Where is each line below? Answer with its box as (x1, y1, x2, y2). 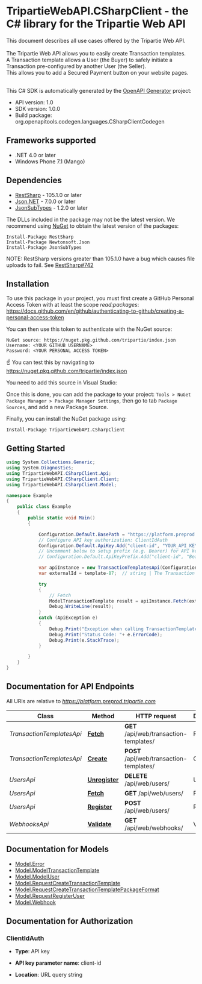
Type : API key (14, 948, 50, 955)
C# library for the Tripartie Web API (6, 17, 186, 31)
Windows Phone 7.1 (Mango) (14, 158, 85, 165)
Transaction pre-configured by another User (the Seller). (6, 62, 147, 70)
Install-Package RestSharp (6, 234, 74, 240)
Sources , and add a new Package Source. (6, 404, 108, 411)
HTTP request (135, 712, 177, 720)
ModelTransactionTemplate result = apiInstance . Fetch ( (49, 598, 189, 604)
